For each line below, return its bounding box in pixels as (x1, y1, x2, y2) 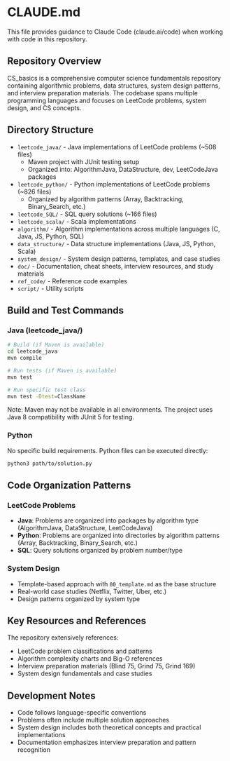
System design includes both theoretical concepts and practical (17, 723, 201, 732)
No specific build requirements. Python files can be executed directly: (7, 446, 208, 454)
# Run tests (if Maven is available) (7, 367, 117, 374)
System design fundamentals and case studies (17, 669, 152, 678)
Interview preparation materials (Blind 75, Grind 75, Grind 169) (17, 662, 196, 671)
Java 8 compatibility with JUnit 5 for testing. (7, 413, 135, 422)
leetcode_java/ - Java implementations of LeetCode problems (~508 (17, 142, 217, 151)
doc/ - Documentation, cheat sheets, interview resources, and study (17, 262, 214, 270)
